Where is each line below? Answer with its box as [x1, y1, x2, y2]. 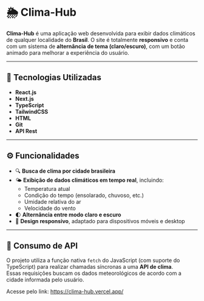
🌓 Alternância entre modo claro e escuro [15, 211, 121, 218]
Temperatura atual [24, 185, 70, 192]
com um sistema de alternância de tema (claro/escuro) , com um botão [6, 43, 185, 50]
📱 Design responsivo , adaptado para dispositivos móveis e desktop [15, 217, 185, 224]
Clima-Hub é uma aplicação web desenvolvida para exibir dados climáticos [6, 29, 195, 37]
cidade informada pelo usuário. [6, 276, 84, 283]
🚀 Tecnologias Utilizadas [6, 72, 101, 83]
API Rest [15, 127, 38, 134]
